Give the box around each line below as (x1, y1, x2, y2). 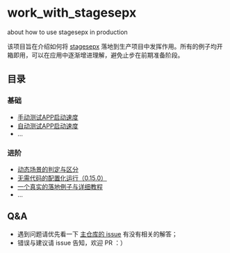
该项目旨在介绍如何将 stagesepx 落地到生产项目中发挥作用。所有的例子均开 (7, 42, 223, 50)
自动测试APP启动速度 (17, 122, 79, 130)
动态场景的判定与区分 (17, 165, 79, 173)
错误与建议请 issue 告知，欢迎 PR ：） (17, 238, 127, 247)
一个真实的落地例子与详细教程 (17, 182, 103, 190)
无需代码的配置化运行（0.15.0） (17, 174, 108, 182)
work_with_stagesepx (7, 5, 137, 21)
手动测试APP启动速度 (17, 113, 79, 121)
